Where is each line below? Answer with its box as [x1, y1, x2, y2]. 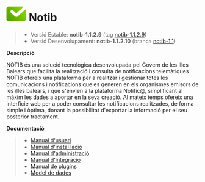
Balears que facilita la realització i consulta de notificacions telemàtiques [6, 67, 189, 75]
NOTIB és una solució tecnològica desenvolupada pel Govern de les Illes [6, 61, 189, 68]
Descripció [6, 49, 35, 56]
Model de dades [30, 169, 71, 177]
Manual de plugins [30, 162, 77, 170]
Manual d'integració [30, 156, 81, 163]
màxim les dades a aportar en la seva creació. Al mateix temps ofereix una [6, 93, 193, 101]
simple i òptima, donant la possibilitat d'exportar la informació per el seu [6, 106, 188, 114]
